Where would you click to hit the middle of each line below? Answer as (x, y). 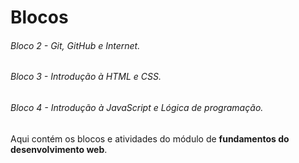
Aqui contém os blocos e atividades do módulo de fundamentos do (150, 138)
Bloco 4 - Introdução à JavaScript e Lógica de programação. (137, 107)
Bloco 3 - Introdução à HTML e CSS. (86, 77)
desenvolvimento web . (59, 149)
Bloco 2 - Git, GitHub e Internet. (75, 45)
